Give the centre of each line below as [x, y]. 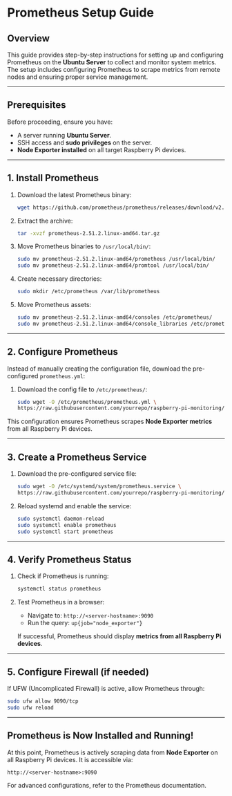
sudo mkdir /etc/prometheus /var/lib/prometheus [88, 292]
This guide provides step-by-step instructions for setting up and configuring [116, 55]
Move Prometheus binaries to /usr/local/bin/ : [84, 246]
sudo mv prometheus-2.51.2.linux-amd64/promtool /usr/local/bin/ [113, 266]
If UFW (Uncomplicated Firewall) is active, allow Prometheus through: [106, 688]
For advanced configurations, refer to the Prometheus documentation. [107, 785]
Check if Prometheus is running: [63, 576]
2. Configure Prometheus [63, 352]
